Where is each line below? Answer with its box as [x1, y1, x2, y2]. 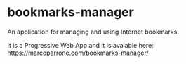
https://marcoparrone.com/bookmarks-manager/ [7, 49, 149, 57]
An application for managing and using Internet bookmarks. [7, 27, 179, 36]
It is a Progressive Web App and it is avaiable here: [7, 41, 154, 49]
